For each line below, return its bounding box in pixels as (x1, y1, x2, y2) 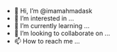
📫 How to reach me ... (13, 37, 80, 45)
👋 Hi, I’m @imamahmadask (13, 7, 93, 15)
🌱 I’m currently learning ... (13, 22, 90, 30)
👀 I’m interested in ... (13, 14, 74, 22)
